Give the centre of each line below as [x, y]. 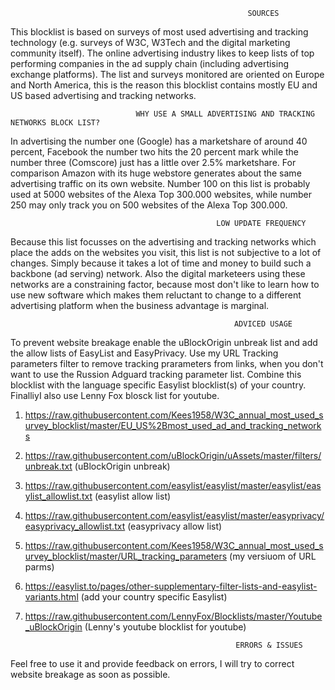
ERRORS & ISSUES [269, 645]
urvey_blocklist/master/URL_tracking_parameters [126, 556]
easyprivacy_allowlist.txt [75, 526]
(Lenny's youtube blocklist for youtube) [165, 627]
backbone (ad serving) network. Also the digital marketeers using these [158, 273]
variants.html [51, 597]
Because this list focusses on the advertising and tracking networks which [163, 242]
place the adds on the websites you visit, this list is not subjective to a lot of [166, 252]
